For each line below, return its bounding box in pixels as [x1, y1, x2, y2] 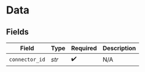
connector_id [9, 56, 46, 63]
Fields [6, 27, 29, 37]
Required [71, 44, 97, 52]
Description [102, 44, 136, 52]
